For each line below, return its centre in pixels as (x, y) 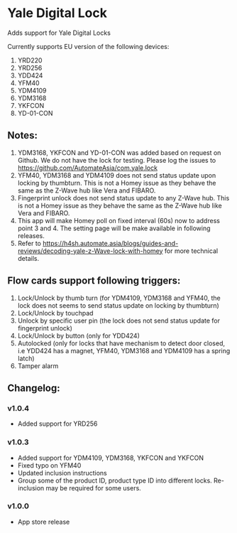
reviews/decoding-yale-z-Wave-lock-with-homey (90, 251)
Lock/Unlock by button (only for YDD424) (78, 335)
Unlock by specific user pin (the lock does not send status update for (119, 321)
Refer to (29, 243)
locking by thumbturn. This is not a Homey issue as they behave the (117, 183)
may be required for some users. (94, 488)
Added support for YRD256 (57, 424)
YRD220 (30, 60)
